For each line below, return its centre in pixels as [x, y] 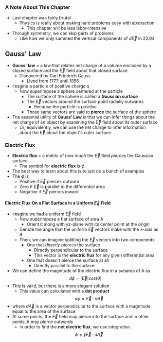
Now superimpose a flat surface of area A [61, 219]
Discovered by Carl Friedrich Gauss [55, 76]
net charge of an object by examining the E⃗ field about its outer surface [85, 122]
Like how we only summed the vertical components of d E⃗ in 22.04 [87, 38]
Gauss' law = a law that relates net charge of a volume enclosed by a [82, 66]
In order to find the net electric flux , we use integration [75, 326]
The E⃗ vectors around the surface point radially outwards [85, 102]
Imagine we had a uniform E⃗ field [46, 214]
